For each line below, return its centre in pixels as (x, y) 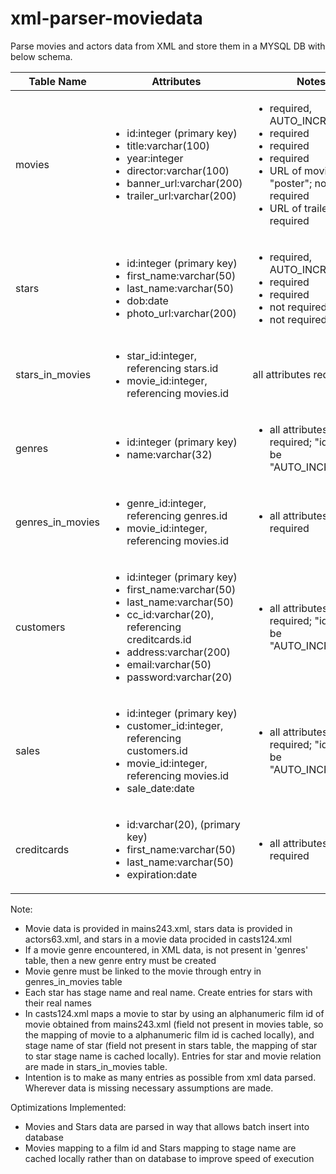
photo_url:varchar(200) (181, 313)
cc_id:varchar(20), (170, 614)
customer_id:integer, (175, 725)
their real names (58, 1003)
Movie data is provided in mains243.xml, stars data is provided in (158, 928)
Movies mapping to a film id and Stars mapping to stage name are (160, 1148)
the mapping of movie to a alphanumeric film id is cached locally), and (169, 1034)
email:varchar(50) (169, 664)
